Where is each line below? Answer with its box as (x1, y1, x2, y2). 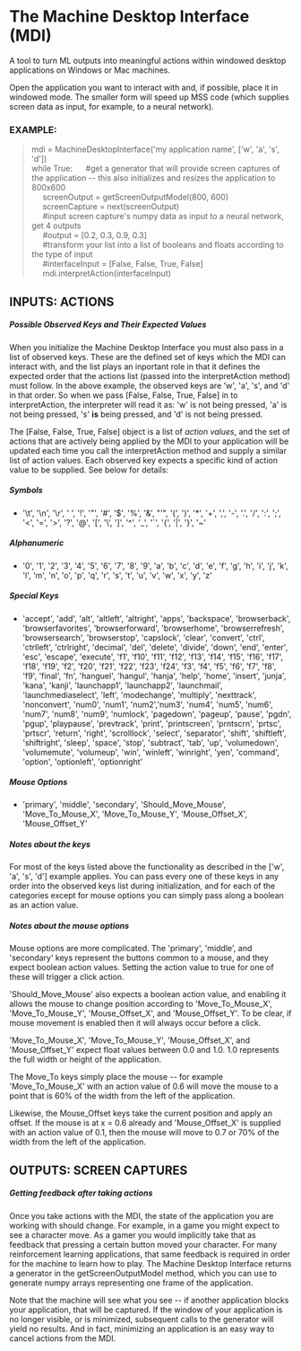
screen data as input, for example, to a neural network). (9, 101, 215, 111)
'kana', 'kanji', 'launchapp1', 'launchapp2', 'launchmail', (21, 680, 224, 691)
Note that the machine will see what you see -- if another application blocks (9, 1294, 289, 1305)
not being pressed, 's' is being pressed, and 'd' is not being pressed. (9, 409, 263, 419)
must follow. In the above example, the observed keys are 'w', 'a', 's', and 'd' (9, 380, 290, 391)
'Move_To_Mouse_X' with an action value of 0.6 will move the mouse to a (9, 1081, 279, 1092)
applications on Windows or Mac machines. (9, 65, 170, 75)
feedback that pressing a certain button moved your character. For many (9, 1239, 278, 1249)
